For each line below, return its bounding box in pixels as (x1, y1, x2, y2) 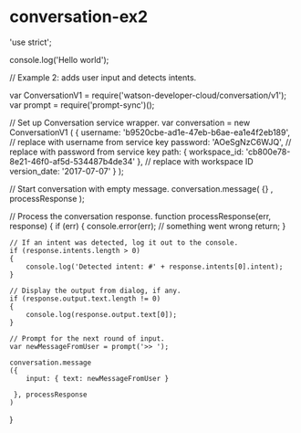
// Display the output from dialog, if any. (9, 286, 182, 295)
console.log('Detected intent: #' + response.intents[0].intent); (26, 262, 284, 271)
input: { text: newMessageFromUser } (26, 374, 170, 383)
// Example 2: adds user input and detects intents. (9, 71, 197, 83)
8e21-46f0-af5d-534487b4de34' (9, 155, 135, 166)
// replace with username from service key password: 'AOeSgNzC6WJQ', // (9, 136, 292, 147)
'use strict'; (9, 37, 52, 48)
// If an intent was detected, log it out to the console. (9, 238, 239, 248)
